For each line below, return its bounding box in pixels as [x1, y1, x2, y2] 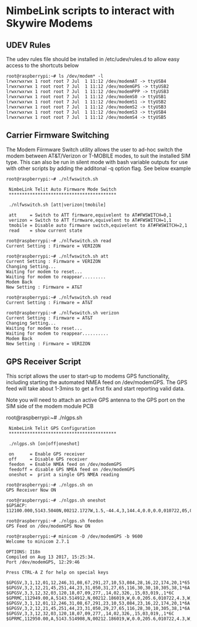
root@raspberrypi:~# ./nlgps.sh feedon [6, 518, 104, 524]
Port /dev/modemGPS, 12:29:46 [6, 559, 80, 565]
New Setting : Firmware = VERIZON [6, 341, 91, 346]
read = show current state [8, 228, 83, 234]
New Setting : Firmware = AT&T [6, 284, 83, 290]
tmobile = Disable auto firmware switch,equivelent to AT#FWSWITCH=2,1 [8, 222, 188, 228]
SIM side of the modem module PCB [6, 402, 94, 409]
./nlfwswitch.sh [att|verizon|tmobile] [8, 202, 107, 208]
